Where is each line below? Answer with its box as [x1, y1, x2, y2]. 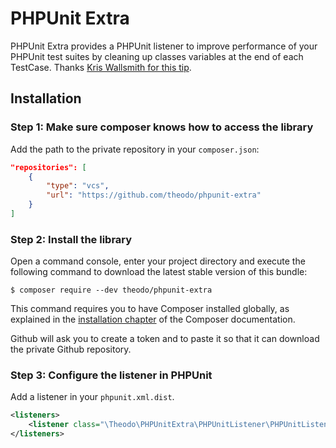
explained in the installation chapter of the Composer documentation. [10, 313, 296, 326]
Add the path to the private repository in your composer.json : [10, 143, 260, 155]
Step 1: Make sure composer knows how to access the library [10, 120, 314, 134]
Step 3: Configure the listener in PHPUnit [10, 368, 213, 382]
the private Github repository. [10, 343, 132, 356]
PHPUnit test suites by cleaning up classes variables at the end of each [10, 50, 304, 62]
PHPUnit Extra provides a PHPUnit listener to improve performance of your [10, 40, 318, 52]
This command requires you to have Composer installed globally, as [10, 303, 290, 315]
